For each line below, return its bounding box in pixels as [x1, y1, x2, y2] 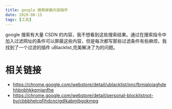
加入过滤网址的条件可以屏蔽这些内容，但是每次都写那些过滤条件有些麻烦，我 [5, 38, 167, 44]
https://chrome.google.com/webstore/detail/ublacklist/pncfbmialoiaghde [12, 81, 166, 88]
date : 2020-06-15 [5, 12, 42, 17]
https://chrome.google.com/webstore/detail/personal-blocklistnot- [12, 93, 154, 99]
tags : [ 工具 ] [5, 17, 32, 22]
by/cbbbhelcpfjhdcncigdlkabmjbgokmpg [12, 98, 99, 104]
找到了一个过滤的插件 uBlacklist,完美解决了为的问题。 [5, 45, 118, 51]
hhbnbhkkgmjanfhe [12, 87, 54, 93]
